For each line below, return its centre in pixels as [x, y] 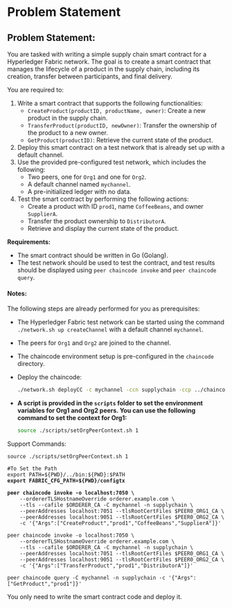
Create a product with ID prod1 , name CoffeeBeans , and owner [116, 206]
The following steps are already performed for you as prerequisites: [104, 309]
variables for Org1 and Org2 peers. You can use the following [106, 410]
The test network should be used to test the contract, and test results [116, 263]
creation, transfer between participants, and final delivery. [90, 76]
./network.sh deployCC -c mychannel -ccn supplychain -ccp [104, 390]
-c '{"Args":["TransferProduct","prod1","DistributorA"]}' [107, 566]
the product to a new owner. [68, 133]
